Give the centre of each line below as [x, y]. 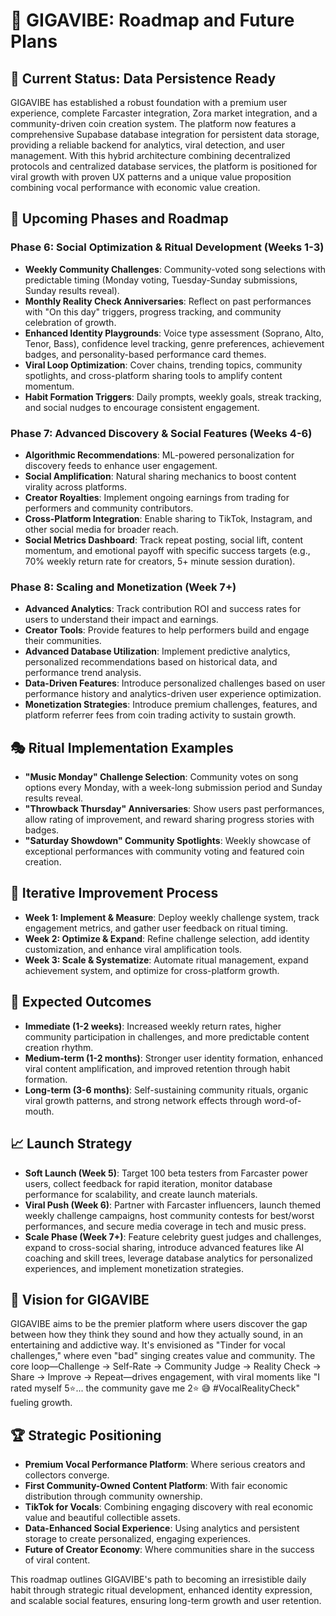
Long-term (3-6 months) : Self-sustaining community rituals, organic [166, 1090]
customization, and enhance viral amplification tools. [133, 949]
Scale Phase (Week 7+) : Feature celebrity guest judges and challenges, [173, 1236]
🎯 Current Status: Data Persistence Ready [143, 78]
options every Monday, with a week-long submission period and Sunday [173, 788]
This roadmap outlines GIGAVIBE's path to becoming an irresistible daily [158, 1580]
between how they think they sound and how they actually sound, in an [157, 1335]
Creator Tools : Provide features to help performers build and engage [167, 630]
